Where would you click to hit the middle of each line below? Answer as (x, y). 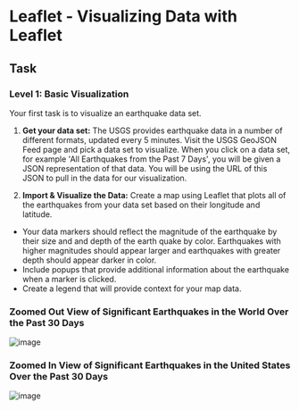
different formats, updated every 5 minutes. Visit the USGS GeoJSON (149, 139)
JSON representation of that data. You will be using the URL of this (145, 168)
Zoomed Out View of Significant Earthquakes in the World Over (149, 312)
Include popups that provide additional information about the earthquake (156, 269)
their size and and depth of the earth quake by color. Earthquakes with (151, 241)
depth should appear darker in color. (89, 260)
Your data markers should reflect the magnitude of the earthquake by (149, 231)
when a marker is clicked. (69, 279)
